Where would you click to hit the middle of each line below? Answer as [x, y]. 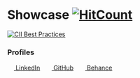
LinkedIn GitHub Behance [64, 68]
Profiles [21, 52]
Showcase [38, 15]
